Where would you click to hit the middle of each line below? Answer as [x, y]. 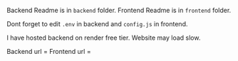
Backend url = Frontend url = [49, 51]
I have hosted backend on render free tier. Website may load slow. [104, 38]
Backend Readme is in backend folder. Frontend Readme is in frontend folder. [119, 10]
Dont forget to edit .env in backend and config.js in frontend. [97, 24]
